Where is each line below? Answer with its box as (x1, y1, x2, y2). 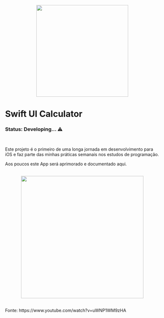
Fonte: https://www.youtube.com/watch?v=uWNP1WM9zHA (5, 308, 126, 314)
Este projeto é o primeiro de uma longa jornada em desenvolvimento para (5, 146, 153, 152)
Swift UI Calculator (5, 109, 83, 119)
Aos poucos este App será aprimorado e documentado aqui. (5, 161, 127, 167)
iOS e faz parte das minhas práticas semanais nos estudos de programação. (5, 152, 159, 158)
